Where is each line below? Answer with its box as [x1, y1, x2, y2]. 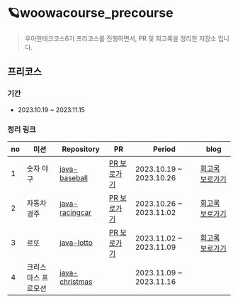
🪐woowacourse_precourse [7, 5, 174, 21]
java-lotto [59, 238, 93, 248]
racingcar [59, 207, 92, 217]
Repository [62, 144, 101, 154]
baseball [59, 172, 89, 182]
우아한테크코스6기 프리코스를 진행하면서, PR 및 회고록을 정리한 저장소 [24, 34, 217, 43]
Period [152, 144, 176, 154]
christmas [59, 277, 93, 287]
